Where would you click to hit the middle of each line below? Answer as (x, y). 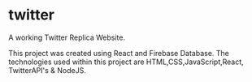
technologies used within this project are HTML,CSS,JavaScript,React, (126, 62)
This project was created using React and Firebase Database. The (119, 53)
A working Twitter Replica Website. (67, 37)
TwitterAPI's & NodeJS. (48, 70)
